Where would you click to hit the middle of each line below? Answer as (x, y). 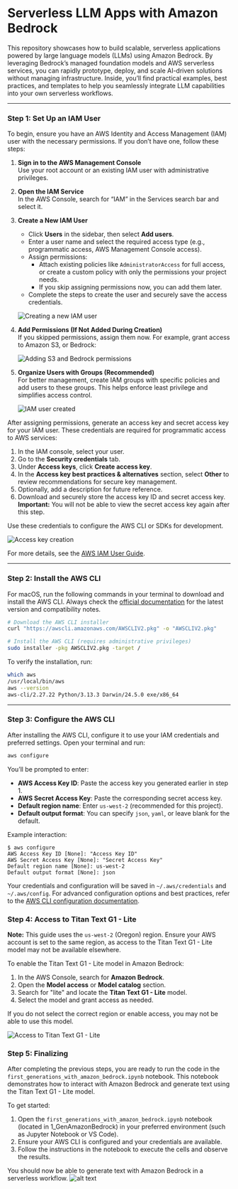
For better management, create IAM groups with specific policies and (119, 380)
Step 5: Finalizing (38, 1053)
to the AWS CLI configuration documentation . (74, 900)
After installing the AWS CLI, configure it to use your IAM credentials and (113, 735)
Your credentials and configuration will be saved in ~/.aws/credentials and (117, 885)
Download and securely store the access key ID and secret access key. (121, 497)
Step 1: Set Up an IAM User (54, 118)
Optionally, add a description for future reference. (90, 489)
